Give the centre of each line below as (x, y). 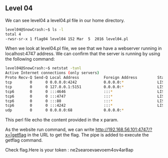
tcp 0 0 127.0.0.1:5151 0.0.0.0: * (64, 87)
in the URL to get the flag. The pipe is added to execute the (88, 135)
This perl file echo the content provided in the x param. (62, 120)
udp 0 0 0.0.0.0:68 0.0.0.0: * (64, 110)
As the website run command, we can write (50, 129)
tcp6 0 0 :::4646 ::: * (59, 92)
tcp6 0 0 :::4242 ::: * (59, 106)
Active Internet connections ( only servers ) (52, 73)
